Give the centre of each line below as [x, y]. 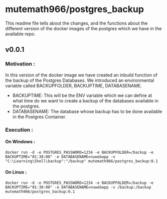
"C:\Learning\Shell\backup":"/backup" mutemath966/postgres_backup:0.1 [81, 161]
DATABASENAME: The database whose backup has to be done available [87, 111]
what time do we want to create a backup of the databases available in [86, 101]
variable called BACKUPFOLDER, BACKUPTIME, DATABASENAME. [73, 85]
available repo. [21, 34]
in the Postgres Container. [39, 117]
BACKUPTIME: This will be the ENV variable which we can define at [82, 95]
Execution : [19, 130]
